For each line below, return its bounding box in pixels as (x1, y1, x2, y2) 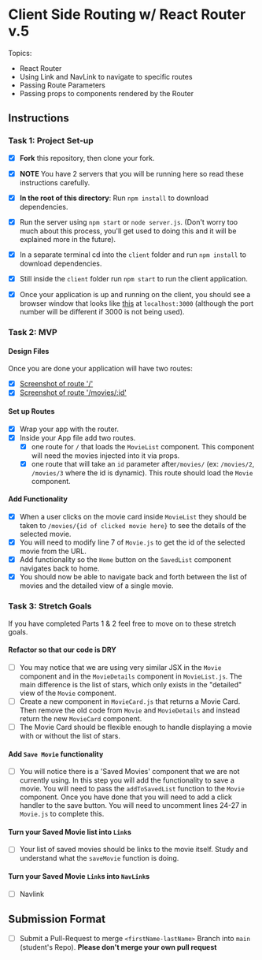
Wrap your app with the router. (19, 424, 120, 433)
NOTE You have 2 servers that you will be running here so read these (19, 169, 244, 178)
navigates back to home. (19, 564, 100, 573)
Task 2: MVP (8, 326, 57, 337)
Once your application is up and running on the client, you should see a (19, 290, 251, 299)
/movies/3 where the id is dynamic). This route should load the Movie (31, 467, 253, 478)
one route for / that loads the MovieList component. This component (31, 441, 255, 451)
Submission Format (8, 913, 106, 926)
